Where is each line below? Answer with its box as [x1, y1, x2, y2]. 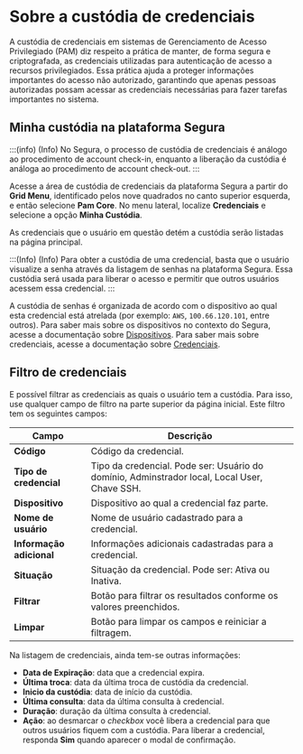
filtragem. [90, 626, 133, 638]
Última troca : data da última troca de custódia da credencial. [22, 676, 250, 687]
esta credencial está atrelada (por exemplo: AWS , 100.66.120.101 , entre [9, 310, 271, 321]
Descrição [167, 429, 213, 442]
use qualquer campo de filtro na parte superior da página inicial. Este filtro [9, 398, 286, 409]
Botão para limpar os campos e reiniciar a [90, 615, 267, 628]
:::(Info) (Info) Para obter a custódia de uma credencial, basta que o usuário [9, 254, 290, 265]
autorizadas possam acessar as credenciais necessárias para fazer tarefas [9, 84, 288, 95]
